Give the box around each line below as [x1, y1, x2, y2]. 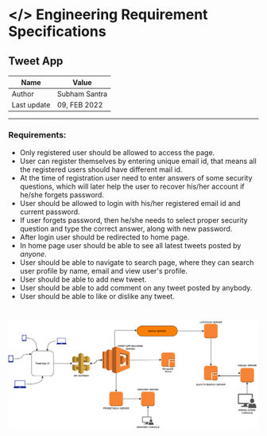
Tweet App [8, 54, 64, 68]
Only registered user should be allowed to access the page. [19, 147, 215, 157]
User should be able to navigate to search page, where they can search [19, 257, 254, 267]
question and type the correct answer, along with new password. [19, 224, 233, 233]
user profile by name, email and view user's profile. [19, 266, 188, 275]
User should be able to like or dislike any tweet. [19, 291, 175, 301]
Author [11, 89, 34, 99]
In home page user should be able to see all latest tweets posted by [19, 240, 242, 250]
